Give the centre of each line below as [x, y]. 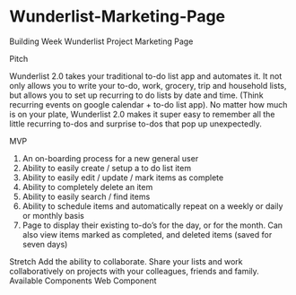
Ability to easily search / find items [86, 196]
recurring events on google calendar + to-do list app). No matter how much [148, 104]
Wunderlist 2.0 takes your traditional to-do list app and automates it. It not [146, 76]
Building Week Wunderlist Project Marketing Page [101, 41]
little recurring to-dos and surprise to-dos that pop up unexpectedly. [135, 124]
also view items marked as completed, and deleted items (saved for [147, 234]
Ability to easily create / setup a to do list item [106, 168]
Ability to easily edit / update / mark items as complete [123, 178]
